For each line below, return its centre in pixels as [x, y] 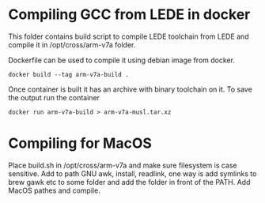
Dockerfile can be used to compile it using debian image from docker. [122, 60]
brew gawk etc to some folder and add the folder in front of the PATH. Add [129, 182]
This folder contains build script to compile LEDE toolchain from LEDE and [129, 36]
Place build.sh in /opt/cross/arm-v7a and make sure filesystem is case [123, 165]
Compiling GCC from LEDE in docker [129, 15]
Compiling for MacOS [80, 143]
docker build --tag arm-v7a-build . [68, 74]
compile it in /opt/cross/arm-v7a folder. [72, 44]
